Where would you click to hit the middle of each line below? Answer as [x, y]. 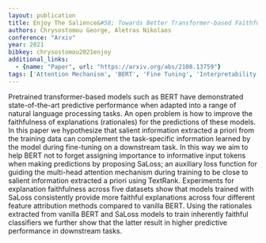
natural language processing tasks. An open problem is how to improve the [131, 113]
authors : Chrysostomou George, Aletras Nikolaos [90, 30]
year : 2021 [26, 45]
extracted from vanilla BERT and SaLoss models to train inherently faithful [128, 214]
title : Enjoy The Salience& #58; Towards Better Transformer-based [120, 23]
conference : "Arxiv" [42, 37]
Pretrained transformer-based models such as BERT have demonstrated [126, 96]
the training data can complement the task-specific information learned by [129, 138]
